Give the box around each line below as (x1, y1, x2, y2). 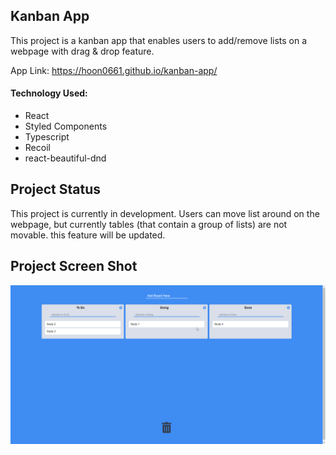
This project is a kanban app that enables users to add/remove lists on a (10, 34, 308, 46)
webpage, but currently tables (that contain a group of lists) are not (10, 218, 288, 230)
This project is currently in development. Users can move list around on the (10, 207, 320, 219)
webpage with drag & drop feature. (10, 45, 155, 57)
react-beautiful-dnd (24, 152, 107, 164)
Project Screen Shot (10, 258, 138, 275)
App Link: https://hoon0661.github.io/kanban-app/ (10, 64, 218, 76)
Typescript (24, 131, 70, 143)
